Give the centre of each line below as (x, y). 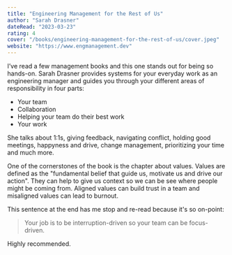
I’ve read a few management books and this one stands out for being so (110, 66)
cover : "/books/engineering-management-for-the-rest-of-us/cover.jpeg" (113, 40)
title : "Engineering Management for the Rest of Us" (85, 14)
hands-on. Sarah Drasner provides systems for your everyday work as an (113, 73)
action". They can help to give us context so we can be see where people (113, 181)
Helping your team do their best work (71, 117)
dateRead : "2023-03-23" (42, 27)
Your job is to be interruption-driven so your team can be (106, 223)
